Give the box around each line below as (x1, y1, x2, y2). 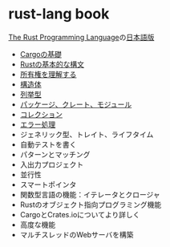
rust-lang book (8, 5, 110, 23)
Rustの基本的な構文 (19, 59, 85, 69)
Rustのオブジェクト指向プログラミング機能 (19, 200, 162, 209)
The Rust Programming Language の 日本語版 (8, 32, 155, 42)
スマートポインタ (19, 180, 77, 189)
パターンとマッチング (19, 149, 91, 159)
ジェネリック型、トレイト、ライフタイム (19, 129, 154, 139)
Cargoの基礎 (19, 49, 62, 59)
